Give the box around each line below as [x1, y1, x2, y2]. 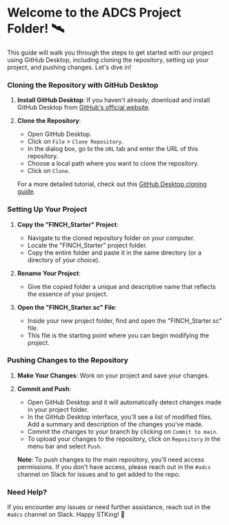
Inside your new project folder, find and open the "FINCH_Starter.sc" [27, 316, 222, 325]
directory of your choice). [27, 255, 101, 264]
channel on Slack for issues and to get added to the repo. [17, 470, 181, 478]
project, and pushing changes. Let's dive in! [7, 63, 132, 71]
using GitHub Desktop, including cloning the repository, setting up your [7, 55, 209, 63]
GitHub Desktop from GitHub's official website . [17, 103, 150, 112]
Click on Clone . [27, 167, 70, 175]
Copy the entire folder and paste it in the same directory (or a [27, 248, 202, 257]
